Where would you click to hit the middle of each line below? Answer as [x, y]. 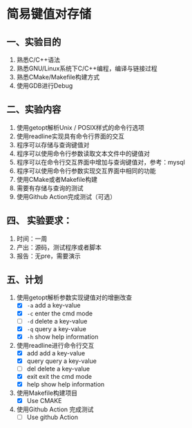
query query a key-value [62, 361]
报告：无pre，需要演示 [48, 256]
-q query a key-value [57, 328]
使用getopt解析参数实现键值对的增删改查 [74, 297]
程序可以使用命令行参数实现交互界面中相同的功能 [86, 171]
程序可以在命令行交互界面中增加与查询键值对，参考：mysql [101, 162]
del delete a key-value [58, 369]
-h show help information [63, 337]
